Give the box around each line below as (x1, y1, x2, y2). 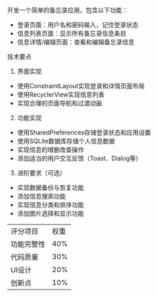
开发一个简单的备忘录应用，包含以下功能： (7, 6, 128, 14)
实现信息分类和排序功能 (17, 201, 84, 209)
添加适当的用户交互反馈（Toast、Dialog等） (17, 154, 142, 162)
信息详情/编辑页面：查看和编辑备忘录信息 (17, 38, 135, 46)
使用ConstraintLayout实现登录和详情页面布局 (17, 82, 145, 90)
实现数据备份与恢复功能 (17, 183, 84, 192)
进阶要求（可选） (17, 169, 66, 177)
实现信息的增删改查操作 (17, 145, 84, 154)
